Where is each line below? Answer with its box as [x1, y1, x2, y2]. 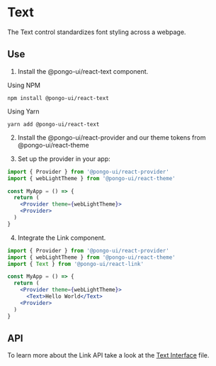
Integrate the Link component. [17, 233, 106, 242]
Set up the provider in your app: [17, 154, 111, 163]
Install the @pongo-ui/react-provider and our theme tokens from [17, 133, 206, 142]
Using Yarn [7, 107, 40, 116]
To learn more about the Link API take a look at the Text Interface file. [7, 351, 210, 360]
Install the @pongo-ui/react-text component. [17, 67, 149, 75]
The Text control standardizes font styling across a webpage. [7, 28, 186, 36]
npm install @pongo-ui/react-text [7, 94, 110, 101]
